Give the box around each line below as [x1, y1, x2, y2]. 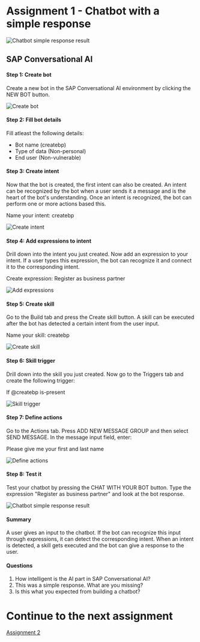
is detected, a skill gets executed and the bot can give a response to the [6, 542, 184, 549]
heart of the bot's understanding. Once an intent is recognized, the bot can [6, 193, 192, 201]
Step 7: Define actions [6, 414, 63, 421]
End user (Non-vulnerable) [14, 154, 81, 161]
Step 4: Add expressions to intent [6, 237, 92, 244]
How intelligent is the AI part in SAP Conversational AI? [14, 575, 151, 583]
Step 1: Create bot [6, 71, 52, 78]
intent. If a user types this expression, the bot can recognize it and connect [6, 257, 192, 264]
